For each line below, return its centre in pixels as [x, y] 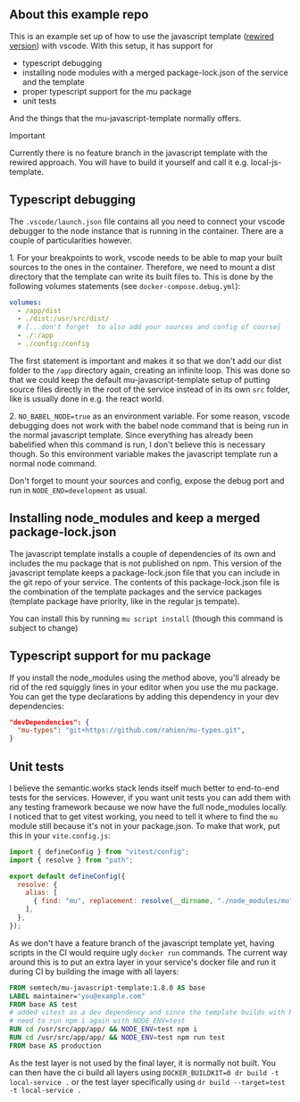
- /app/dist [40, 311]
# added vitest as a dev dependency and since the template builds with [147, 1013]
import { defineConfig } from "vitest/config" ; [100, 851]
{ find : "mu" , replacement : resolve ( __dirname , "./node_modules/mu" [163, 901]
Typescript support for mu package [110, 656]
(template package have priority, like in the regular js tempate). [125, 601]
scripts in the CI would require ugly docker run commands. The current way [149, 952]
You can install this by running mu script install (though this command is [146, 618]
